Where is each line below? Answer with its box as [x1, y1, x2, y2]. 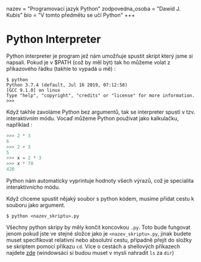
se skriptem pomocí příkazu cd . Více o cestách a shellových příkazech [6, 243, 181, 250]
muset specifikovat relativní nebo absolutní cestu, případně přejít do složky [6, 237, 193, 244]
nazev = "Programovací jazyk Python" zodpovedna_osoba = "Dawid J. [6, 5, 181, 12]
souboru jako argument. [6, 201, 66, 209]
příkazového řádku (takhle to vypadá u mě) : [6, 65, 116, 72]
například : [6, 121, 32, 128]
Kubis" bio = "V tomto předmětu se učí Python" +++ [6, 11, 135, 19]
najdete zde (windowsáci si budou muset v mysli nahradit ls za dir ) [6, 249, 175, 257]
